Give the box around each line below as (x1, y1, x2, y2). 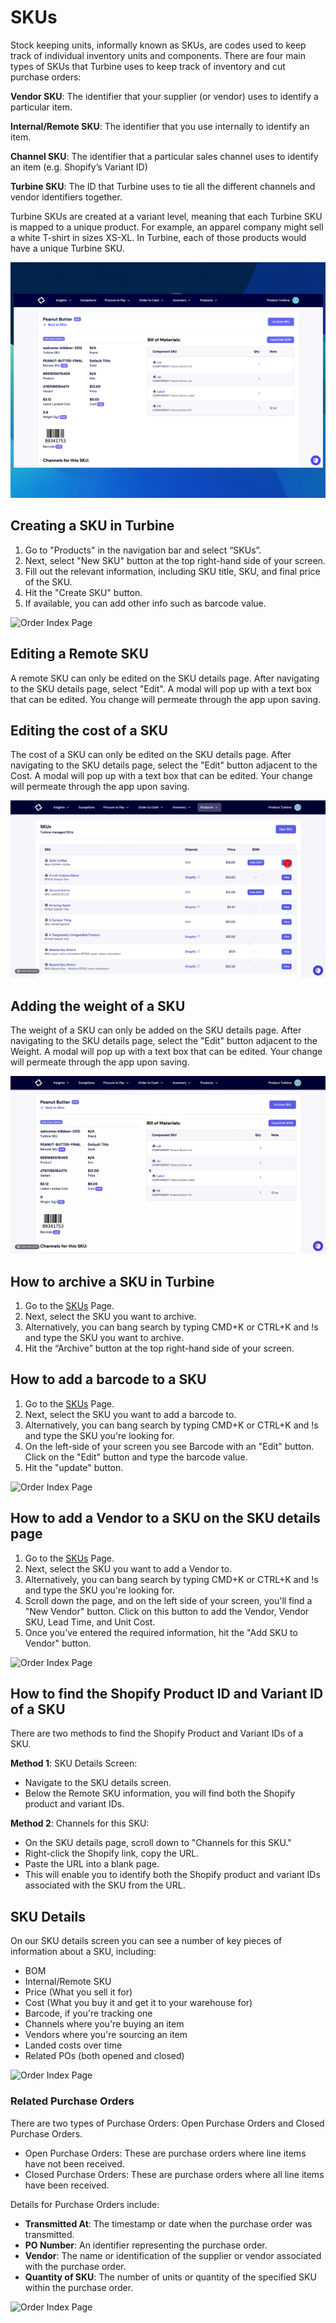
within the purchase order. (24, 2281, 134, 2293)
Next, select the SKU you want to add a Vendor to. (24, 1562, 233, 1575)
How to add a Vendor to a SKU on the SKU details (10, 1510, 321, 1527)
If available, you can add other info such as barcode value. (24, 597, 267, 609)
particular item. (10, 101, 73, 113)
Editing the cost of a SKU (10, 722, 168, 739)
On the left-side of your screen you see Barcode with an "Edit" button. (24, 1440, 315, 1452)
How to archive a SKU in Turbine (10, 1273, 215, 1290)
